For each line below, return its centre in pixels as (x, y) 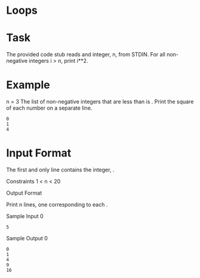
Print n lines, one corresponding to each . (57, 205)
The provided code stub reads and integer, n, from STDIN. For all (86, 55)
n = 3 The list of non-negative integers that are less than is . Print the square (100, 102)
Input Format (39, 153)
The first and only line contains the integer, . (60, 170)
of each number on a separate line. (49, 108)
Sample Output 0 (27, 238)
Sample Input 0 (25, 216)
